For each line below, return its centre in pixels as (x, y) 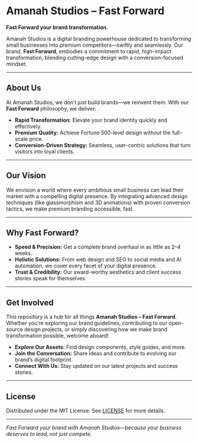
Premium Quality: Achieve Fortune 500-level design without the (93, 132)
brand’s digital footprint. (44, 360)
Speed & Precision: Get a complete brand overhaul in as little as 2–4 (98, 247)
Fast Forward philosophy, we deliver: (51, 108)
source (15, 329)
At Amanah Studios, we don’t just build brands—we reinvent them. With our (98, 102)
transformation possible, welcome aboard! (57, 336)
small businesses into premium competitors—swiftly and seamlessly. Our (95, 45)
